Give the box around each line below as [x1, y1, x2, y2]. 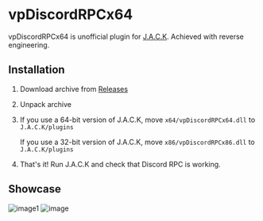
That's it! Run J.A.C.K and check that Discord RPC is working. [19, 159, 221, 169]
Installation [8, 63, 65, 77]
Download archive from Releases [19, 84, 129, 93]
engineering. [8, 40, 50, 49]
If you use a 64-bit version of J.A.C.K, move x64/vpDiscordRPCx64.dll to [19, 115, 256, 124]
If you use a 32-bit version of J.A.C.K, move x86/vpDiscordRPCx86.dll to [19, 137, 256, 147]
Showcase [8, 182, 62, 196]
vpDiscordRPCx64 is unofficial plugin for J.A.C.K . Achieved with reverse [8, 32, 244, 41]
